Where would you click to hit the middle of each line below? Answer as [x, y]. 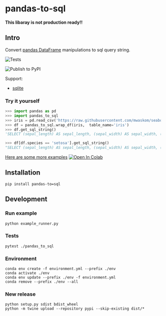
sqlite [18, 88]
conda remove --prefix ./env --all [42, 282]
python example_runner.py [32, 224]
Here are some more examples [36, 157]
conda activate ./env [27, 273]
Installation [23, 173]
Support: [14, 78]
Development [26, 199]
